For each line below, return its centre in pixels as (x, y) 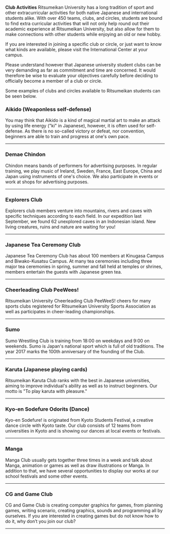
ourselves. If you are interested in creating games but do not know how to (82, 516)
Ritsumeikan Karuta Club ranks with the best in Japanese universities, (78, 381)
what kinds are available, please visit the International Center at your (77, 49)
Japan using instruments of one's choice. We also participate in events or (82, 176)
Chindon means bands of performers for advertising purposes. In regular (81, 165)
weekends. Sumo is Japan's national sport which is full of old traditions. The (85, 346)
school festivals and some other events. (47, 476)
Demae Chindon (26, 154)
